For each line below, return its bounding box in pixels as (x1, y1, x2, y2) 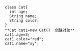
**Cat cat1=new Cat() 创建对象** (5, 28, 75, 33)
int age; (9, 9, 28, 14)
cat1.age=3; (5, 32, 30, 37)
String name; (9, 14, 37, 19)
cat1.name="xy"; (5, 41, 39, 46)
